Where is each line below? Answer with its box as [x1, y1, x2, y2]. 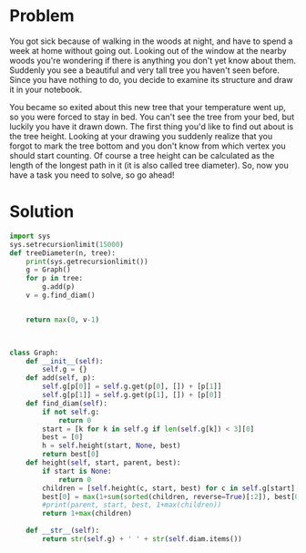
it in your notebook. [9, 84, 83, 95]
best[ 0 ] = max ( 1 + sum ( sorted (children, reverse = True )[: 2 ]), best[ [42, 492, 296, 501]
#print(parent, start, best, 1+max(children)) [42, 500, 222, 510]
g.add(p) [42, 282, 76, 292]
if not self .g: [42, 407, 100, 416]
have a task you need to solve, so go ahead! [9, 169, 175, 180]
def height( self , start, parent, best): [25, 458, 181, 467]
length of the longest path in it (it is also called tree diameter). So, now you [9, 159, 289, 170]
